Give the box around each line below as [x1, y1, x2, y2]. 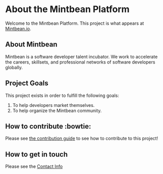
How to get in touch [5, 150, 68, 158]
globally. [5, 64, 23, 70]
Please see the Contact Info [5, 163, 63, 169]
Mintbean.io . [5, 25, 31, 31]
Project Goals [5, 79, 49, 88]
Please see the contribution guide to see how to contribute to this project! [5, 135, 158, 142]
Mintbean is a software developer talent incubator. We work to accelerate [5, 53, 158, 60]
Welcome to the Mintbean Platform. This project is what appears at [5, 20, 144, 26]
